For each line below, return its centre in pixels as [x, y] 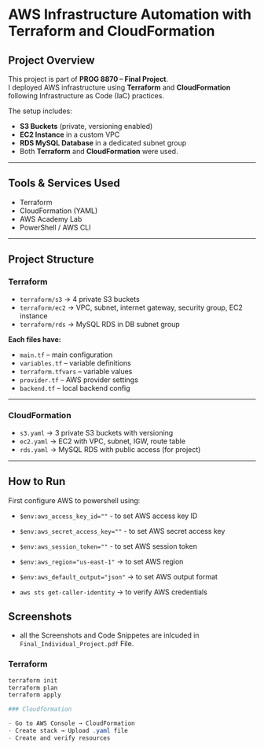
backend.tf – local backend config [75, 388]
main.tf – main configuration [66, 355]
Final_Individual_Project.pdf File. [77, 644]
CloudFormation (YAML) [59, 211]
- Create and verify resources [59, 738]
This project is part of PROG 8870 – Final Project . [88, 79]
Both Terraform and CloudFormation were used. [99, 151]
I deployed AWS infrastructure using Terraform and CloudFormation [119, 87]
